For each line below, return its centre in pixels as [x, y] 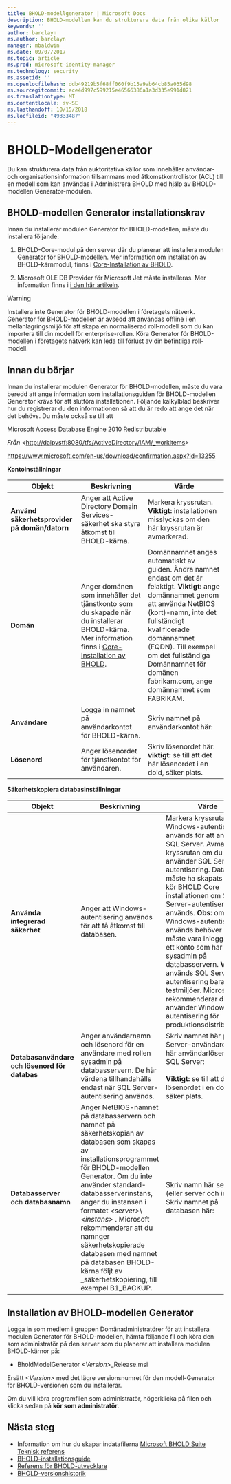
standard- [130, 1185]
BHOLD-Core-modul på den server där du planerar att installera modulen [120, 250]
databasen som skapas [118, 1142]
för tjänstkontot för [111, 760]
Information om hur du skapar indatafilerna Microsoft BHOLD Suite [111, 1444]
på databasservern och [118, 1116]
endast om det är [175, 578]
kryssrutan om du [194, 853]
